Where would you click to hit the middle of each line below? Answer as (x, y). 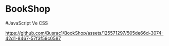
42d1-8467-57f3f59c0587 (33, 38)
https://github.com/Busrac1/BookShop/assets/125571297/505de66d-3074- (85, 33)
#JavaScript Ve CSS (27, 23)
